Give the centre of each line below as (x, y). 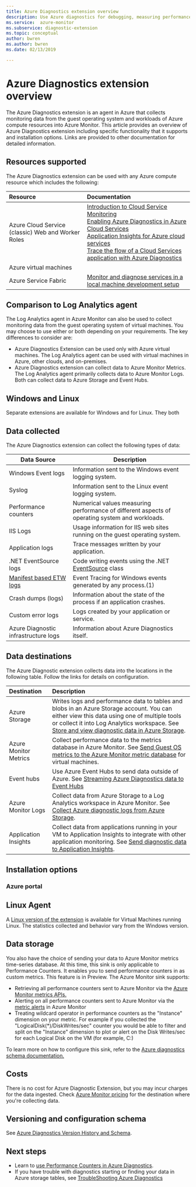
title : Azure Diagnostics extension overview (62, 11)
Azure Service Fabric (38, 280)
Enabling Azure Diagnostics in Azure (136, 221)
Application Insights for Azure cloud (136, 236)
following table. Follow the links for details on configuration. (78, 676)
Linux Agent (29, 905)
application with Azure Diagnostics (134, 258)
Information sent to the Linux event (120, 486)
